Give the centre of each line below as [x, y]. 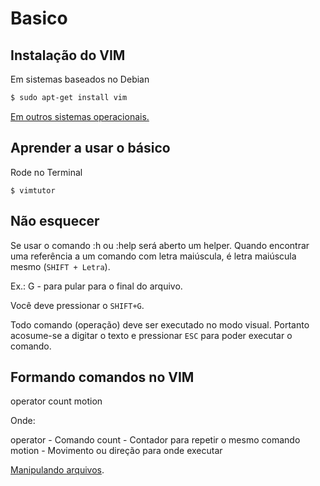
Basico [39, 18]
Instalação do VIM [68, 55]
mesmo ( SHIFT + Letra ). [60, 266]
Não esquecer [55, 221]
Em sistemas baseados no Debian [80, 79]
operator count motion [56, 401]
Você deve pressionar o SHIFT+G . [77, 305]
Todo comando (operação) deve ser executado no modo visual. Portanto [160, 324]
